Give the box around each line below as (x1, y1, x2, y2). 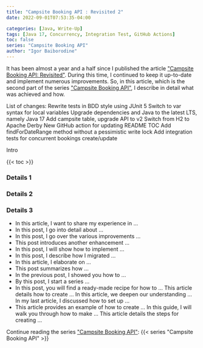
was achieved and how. (6, 90, 65, 98)
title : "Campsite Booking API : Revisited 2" (6, 9, 123, 15)
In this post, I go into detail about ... (15, 226, 103, 234)
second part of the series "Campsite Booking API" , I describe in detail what (6, 84, 194, 91)
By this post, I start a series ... (15, 278, 90, 285)
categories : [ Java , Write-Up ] (6, 26, 83, 32)
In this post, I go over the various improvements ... (15, 233, 141, 240)
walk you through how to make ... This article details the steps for (15, 310, 179, 318)
